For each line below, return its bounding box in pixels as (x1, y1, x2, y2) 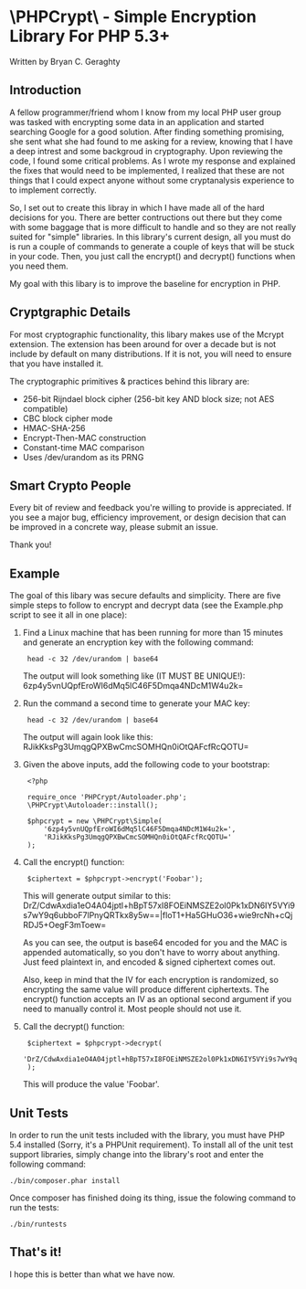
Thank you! (9, 539, 52, 550)
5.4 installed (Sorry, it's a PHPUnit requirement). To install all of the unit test (9, 1139, 294, 1150)
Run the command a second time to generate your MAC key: (22, 698, 250, 709)
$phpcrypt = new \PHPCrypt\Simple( (26, 817, 163, 826)
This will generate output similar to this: (22, 891, 172, 902)
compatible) (22, 403, 69, 414)
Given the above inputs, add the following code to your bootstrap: (22, 759, 270, 770)
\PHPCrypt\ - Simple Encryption (9, 6, 258, 27)
